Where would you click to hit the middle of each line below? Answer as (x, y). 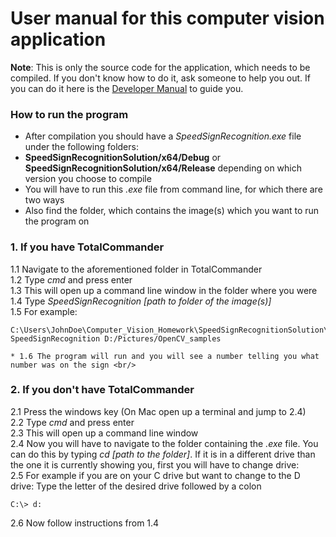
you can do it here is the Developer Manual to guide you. (127, 88)
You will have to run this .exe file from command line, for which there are (173, 189)
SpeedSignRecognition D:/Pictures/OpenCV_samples (116, 338)
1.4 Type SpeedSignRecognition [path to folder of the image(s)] (141, 301)
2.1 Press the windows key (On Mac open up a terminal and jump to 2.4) (158, 411)
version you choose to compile (88, 179)
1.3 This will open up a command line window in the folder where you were (164, 290)
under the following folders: (81, 147)
